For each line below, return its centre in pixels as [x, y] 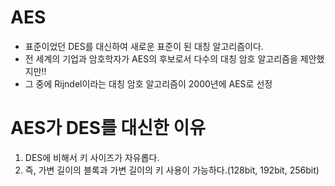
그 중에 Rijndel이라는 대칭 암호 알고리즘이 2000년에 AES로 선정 [148, 83]
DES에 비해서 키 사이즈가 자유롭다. [92, 157]
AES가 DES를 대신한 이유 [108, 128]
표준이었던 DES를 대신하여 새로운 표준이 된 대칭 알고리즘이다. [144, 46]
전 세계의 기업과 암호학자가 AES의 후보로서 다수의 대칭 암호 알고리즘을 [161, 58]
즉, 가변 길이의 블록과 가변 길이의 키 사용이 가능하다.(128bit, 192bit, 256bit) [172, 170]
